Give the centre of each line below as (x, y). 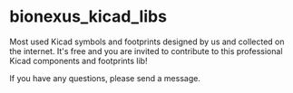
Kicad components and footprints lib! (78, 60)
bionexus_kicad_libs (88, 17)
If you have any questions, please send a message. (105, 78)
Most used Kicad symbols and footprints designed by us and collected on (147, 42)
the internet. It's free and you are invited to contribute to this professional (146, 51)
